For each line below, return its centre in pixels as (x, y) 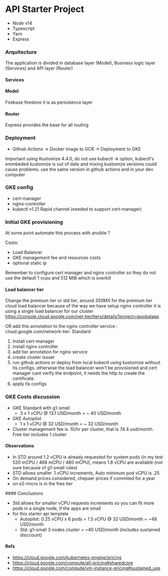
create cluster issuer (33, 357)
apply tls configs (29, 384)
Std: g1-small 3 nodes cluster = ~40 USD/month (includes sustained (90, 529)
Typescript (23, 28)
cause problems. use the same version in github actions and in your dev (79, 169)
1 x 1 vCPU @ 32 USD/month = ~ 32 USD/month (69, 424)
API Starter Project (45, 9)
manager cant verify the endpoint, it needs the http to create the (78, 373)
